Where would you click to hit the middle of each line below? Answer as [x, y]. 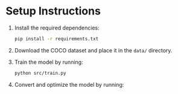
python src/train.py [40, 73]
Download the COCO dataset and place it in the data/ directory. [93, 50]
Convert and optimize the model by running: [69, 84]
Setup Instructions [53, 11]
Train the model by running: [49, 62]
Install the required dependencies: [57, 28]
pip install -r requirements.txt [56, 39]
